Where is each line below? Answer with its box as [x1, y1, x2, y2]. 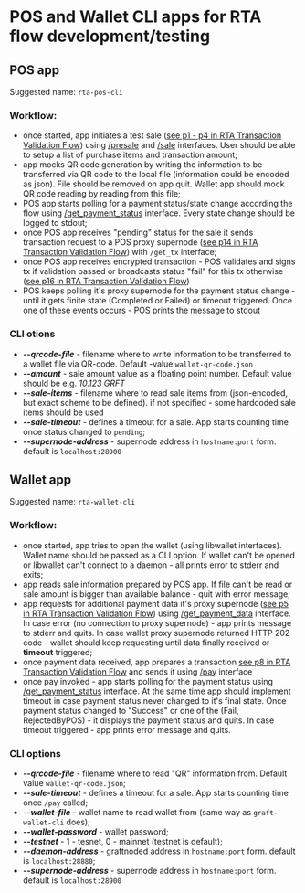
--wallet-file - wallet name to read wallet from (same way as [22, 807, 252, 817]
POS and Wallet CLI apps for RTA [9, 6, 262, 27]
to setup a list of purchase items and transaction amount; [22, 149, 237, 161]
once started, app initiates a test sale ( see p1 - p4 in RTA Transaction [22, 130, 281, 141]
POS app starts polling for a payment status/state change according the [22, 198, 293, 209]
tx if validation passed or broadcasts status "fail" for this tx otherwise [22, 266, 284, 277]
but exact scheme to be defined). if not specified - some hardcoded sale [22, 397, 297, 408]
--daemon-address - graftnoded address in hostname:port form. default [22, 845, 296, 856]
